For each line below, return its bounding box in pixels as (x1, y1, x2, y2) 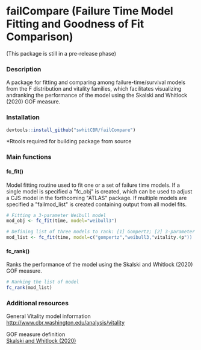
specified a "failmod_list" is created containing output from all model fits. (6, 201, 187, 208)
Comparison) (6, 30, 73, 44)
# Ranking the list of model (6, 279, 79, 285)
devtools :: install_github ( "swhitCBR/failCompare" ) (6, 127, 136, 133)
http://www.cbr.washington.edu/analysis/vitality (6, 319, 125, 326)
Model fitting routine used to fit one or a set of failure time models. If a (6, 181, 181, 189)
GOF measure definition (6, 331, 66, 338)
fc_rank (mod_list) (6, 285, 52, 291)
